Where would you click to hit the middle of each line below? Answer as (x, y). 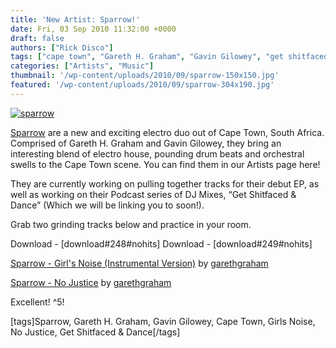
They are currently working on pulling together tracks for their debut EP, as (165, 183)
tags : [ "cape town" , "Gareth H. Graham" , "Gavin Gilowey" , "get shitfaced (169, 57)
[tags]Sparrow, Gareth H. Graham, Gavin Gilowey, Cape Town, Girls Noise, (163, 321)
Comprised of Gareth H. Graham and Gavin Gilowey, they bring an (146, 143)
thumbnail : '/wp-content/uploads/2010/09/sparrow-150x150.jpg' (145, 76)
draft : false (37, 38)
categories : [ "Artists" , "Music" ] (82, 66)
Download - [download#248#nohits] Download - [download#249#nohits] (161, 243)
